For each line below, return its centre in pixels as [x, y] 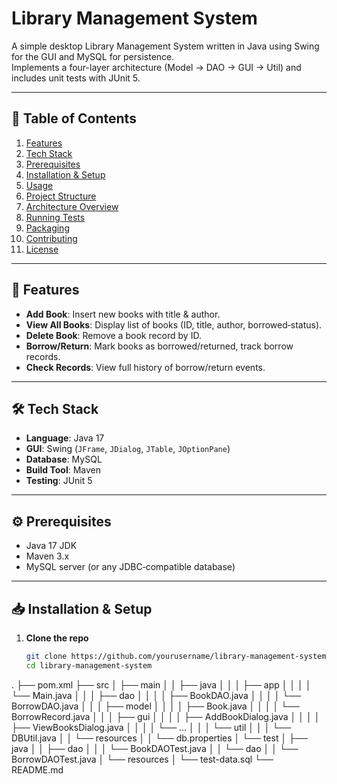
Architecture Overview [72, 206]
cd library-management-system [89, 665]
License [42, 249]
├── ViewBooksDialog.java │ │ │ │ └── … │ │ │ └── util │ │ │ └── [151, 727]
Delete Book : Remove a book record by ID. [113, 335]
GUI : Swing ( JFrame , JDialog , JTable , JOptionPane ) [128, 449]
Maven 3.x [47, 556]
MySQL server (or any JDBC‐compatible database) [130, 567]
